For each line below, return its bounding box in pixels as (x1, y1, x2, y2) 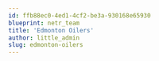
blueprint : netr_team (8, 19, 80, 27)
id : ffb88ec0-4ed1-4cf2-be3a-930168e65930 (8, 11, 151, 20)
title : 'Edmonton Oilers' (8, 26, 94, 34)
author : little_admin (8, 33, 80, 42)
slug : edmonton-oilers (8, 41, 83, 49)
